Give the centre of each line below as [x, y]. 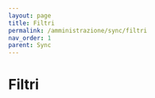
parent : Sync [30, 45]
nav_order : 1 [30, 38]
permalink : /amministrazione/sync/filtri [78, 30]
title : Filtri [32, 23]
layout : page [30, 16]
